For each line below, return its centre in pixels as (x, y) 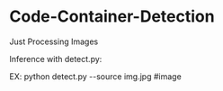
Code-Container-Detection (112, 17)
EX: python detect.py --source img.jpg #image (95, 76)
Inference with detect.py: (56, 59)
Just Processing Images (54, 41)
